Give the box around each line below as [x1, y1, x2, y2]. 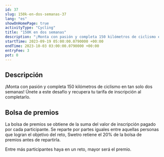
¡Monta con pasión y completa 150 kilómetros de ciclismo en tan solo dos [5, 84, 153, 90]
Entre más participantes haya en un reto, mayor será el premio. [5, 146, 132, 152]
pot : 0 [5, 52, 19, 58]
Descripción [5, 70, 43, 79]
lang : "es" [5, 16, 27, 21]
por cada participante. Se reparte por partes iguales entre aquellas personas [5, 127, 159, 132]
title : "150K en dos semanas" [5, 30, 67, 35]
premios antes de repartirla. [5, 137, 61, 142]
